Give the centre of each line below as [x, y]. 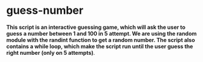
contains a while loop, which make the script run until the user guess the [100, 46]
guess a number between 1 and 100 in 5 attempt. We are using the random [101, 33]
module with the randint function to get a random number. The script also [101, 40]
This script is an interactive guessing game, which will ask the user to [96, 27]
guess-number [45, 11]
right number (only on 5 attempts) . [51, 52]
